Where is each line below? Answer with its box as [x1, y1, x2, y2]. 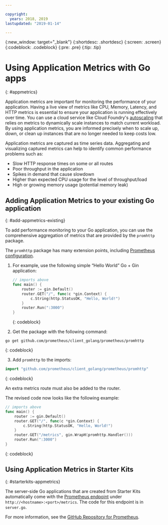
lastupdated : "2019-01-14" [5, 21, 61, 26]
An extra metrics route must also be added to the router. [5, 385, 121, 391]
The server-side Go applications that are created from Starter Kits [5, 488, 141, 494]
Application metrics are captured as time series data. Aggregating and [5, 140, 150, 146]
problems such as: [5, 151, 43, 157]
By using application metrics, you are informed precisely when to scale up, [5, 125, 159, 131]
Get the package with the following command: [12, 328, 107, 335]
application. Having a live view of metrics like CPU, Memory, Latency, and [5, 104, 156, 110]
